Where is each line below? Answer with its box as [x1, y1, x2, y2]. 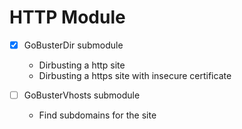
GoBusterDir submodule [23, 39, 124, 51]
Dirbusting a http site [38, 59, 126, 71]
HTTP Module [9, 6, 126, 29]
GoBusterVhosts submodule [23, 89, 141, 101]
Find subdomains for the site [38, 109, 157, 121]
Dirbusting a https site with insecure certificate [38, 70, 232, 81]
